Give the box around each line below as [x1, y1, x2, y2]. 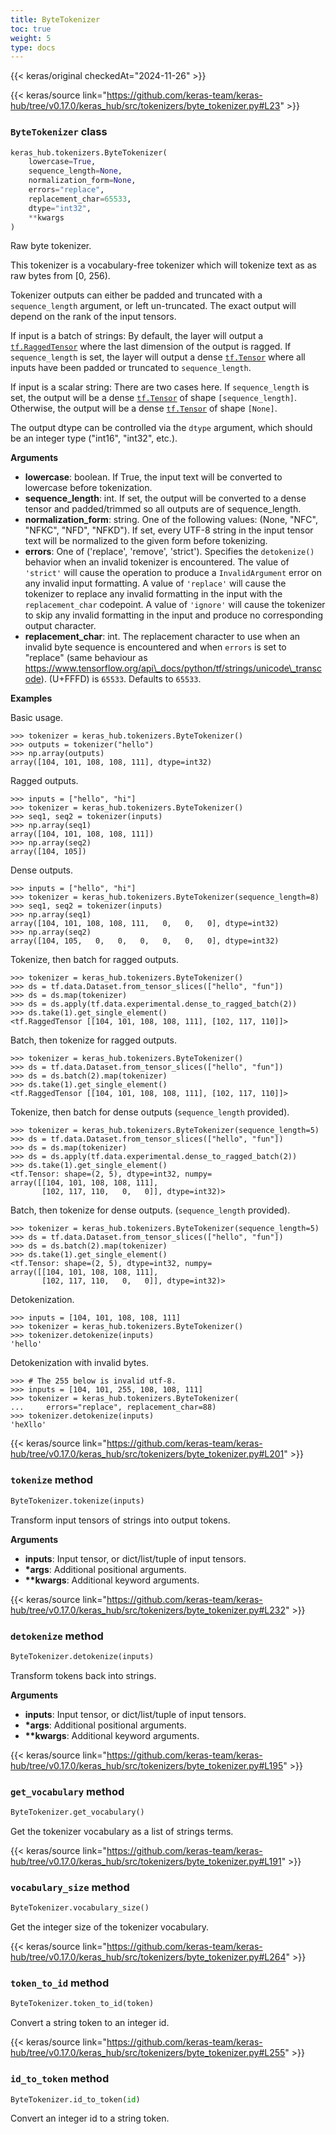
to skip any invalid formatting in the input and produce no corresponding [24, 609, 324, 621]
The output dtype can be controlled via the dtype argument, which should [10, 422, 313, 434]
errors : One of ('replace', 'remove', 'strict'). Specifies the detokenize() [24, 546, 315, 558]
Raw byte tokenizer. [10, 240, 92, 252]
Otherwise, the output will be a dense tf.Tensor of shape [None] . [10, 402, 278, 415]
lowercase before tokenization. [24, 482, 153, 494]
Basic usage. [10, 712, 64, 724]
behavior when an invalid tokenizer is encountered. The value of [24, 556, 290, 568]
